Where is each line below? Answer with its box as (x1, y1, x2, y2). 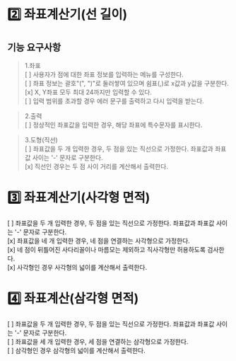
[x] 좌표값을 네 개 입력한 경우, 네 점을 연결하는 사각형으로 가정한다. (7, 236, 191, 245)
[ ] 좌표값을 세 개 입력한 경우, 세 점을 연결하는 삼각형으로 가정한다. (7, 337, 189, 345)
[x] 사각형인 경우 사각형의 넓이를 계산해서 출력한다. (7, 263, 147, 271)
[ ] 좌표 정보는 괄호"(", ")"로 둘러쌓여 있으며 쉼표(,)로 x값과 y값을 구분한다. (24, 79, 230, 87)
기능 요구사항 (7, 41, 61, 53)
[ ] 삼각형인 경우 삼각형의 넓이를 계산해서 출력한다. (7, 346, 146, 355)
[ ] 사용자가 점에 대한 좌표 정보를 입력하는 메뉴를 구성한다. (24, 70, 184, 79)
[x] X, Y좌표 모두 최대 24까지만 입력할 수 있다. (24, 88, 152, 96)
